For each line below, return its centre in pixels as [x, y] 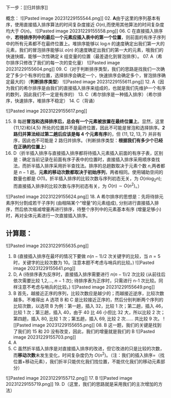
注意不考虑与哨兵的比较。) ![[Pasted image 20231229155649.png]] [86, 287]
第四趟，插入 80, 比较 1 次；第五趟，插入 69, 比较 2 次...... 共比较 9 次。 [88, 319]
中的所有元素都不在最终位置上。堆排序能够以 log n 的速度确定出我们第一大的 [85, 44]
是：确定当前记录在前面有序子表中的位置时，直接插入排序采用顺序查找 [87, 159]
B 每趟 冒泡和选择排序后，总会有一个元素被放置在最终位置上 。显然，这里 [89, 121]
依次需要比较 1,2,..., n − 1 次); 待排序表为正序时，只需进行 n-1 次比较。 [86, 281]
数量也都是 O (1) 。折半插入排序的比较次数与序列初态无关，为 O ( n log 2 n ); [87, 179]
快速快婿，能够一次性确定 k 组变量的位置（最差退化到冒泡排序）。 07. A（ [82, 56]
